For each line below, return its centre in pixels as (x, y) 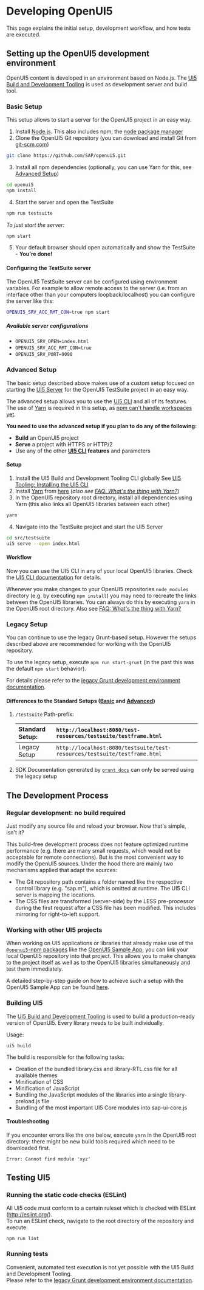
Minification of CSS (39, 1081)
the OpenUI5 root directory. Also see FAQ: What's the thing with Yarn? (94, 608)
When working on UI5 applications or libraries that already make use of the (100, 943)
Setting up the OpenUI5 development (78, 54)
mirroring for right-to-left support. (57, 914)
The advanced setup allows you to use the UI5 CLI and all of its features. (97, 401)
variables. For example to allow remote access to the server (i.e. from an (97, 288)
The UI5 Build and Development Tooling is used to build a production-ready (101, 1016)
